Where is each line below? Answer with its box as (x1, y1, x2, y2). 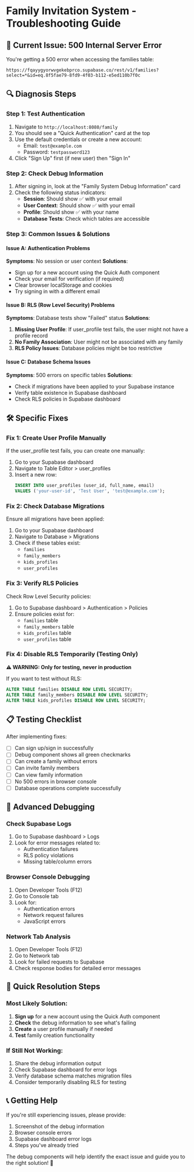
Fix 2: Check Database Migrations (6, 502, 105, 510)
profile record (14, 332, 48, 339)
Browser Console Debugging (6, 873, 90, 881)
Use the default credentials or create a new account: (14, 136, 142, 143)
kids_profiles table (23, 629, 72, 636)
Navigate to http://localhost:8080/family (14, 123, 118, 130)
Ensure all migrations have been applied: (6, 515, 105, 523)
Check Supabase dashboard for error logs (14, 1066, 118, 1073)
